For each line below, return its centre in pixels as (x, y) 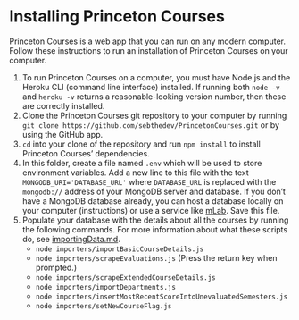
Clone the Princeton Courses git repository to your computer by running (154, 115)
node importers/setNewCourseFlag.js (104, 306)
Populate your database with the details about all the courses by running (155, 220)
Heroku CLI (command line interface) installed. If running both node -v (151, 87)
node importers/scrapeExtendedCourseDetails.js (125, 278)
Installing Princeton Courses (117, 17)
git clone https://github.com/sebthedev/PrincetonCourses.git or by (150, 125)
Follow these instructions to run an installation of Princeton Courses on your (149, 50)
